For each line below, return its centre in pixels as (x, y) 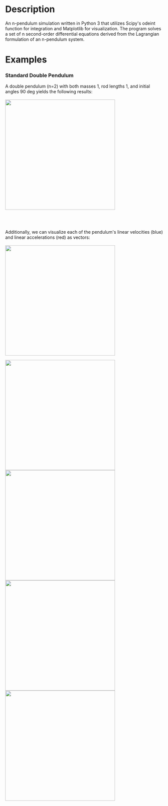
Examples (26, 60)
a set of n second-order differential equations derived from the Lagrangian (82, 34)
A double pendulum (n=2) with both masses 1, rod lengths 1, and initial (78, 86)
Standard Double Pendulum (39, 76)
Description (30, 9)
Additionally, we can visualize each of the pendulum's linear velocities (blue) (84, 232)
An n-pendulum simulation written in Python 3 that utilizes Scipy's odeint (80, 23)
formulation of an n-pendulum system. (45, 39)
